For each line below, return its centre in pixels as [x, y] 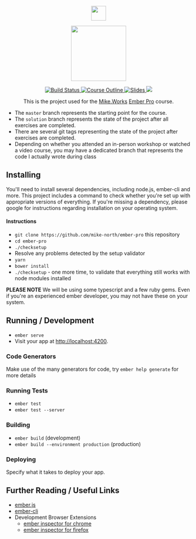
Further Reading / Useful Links [63, 490]
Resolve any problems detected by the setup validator [80, 254]
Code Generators [31, 356]
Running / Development [50, 321]
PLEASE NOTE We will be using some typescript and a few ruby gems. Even [98, 290]
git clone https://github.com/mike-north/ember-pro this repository [97, 235]
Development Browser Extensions [55, 517]
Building [18, 425]
